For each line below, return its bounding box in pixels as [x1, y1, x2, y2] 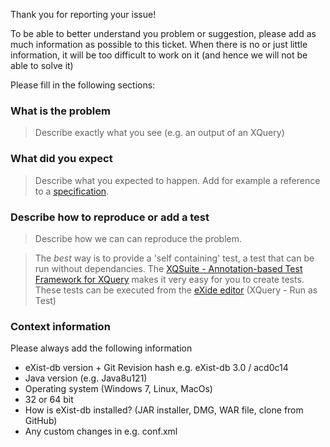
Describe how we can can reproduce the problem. [34, 232, 242, 244]
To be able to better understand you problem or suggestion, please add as [10, 28, 317, 39]
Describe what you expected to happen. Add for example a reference [34, 174, 321, 186]
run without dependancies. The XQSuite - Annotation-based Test [34, 262, 303, 274]
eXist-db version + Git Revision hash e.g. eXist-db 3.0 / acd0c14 [24, 362, 289, 374]
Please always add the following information [10, 342, 193, 354]
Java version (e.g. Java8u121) [24, 372, 148, 384]
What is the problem [10, 104, 111, 118]
